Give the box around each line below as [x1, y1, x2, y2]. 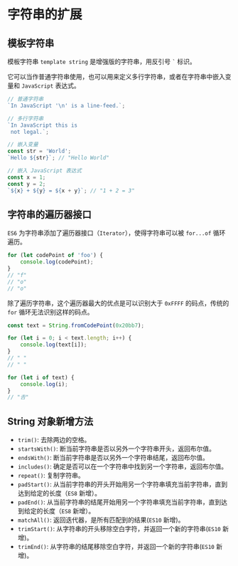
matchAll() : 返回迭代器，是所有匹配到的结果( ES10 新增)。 [17, 515, 185, 524]
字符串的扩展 [7, 6, 83, 23]
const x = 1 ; [7, 174, 46, 181]
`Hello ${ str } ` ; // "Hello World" [7, 154, 110, 162]
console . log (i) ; [20, 380, 69, 388]
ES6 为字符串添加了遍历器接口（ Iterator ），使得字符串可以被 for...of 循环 [7, 229, 226, 237]
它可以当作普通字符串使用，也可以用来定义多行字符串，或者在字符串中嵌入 [7, 73, 225, 80]
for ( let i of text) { [7, 374, 75, 381]
